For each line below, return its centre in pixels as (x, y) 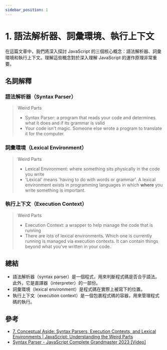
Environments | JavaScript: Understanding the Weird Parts (73, 337)
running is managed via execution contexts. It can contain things (92, 241)
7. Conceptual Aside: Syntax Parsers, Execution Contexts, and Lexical (84, 331)
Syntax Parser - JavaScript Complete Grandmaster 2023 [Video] (79, 342)
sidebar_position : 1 (27, 10)
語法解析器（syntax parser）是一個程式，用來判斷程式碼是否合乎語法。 (86, 277)
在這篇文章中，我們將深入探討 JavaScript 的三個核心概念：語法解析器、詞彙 (83, 51)
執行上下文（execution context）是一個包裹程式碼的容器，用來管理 (81, 295)
